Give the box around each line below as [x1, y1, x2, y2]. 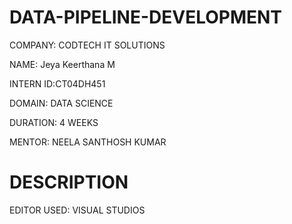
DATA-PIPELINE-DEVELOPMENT [9, 6, 283, 29]
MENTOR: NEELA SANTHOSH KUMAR [9, 136, 167, 148]
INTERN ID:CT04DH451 [9, 77, 106, 90]
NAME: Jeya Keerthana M [9, 58, 116, 70]
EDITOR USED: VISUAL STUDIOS [9, 204, 146, 216]
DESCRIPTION [9, 171, 129, 194]
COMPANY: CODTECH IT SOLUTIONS [9, 39, 166, 51]
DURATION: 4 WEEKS [9, 116, 99, 128]
